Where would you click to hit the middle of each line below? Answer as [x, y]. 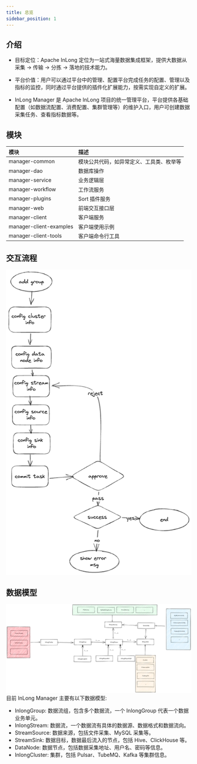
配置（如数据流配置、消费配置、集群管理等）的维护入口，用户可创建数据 [102, 107]
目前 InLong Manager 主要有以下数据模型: [56, 698]
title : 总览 [20, 12]
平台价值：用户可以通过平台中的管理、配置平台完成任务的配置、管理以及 [102, 80]
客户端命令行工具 [99, 236]
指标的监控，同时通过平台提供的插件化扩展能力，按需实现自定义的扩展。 [102, 87]
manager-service [30, 180]
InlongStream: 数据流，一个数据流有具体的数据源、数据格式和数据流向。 [102, 725]
